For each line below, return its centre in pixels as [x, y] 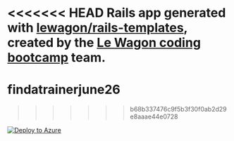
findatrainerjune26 [64, 90]
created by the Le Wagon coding [104, 43]
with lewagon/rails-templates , [98, 28]
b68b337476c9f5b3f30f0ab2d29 [178, 109]
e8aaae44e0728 [154, 116]
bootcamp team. [56, 58]
